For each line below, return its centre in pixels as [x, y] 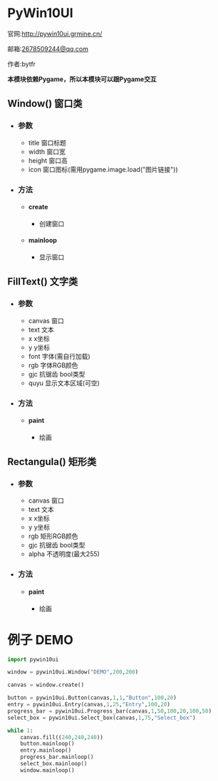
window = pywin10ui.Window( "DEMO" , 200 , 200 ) [73, 672]
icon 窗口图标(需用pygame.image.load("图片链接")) [103, 169]
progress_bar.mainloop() [57, 757]
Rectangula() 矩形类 [52, 462]
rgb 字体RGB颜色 [53, 365]
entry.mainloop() [46, 750]
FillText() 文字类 [43, 282]
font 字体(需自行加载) [59, 356]
